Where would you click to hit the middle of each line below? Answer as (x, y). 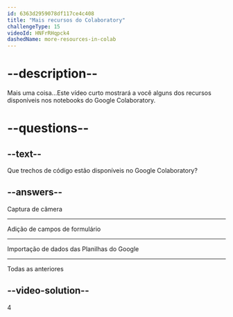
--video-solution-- (48, 291)
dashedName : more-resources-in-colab (62, 40)
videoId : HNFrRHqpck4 (38, 33)
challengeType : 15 (34, 26)
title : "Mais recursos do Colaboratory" (67, 20)
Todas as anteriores (35, 268)
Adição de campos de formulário (54, 229)
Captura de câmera (35, 209)
